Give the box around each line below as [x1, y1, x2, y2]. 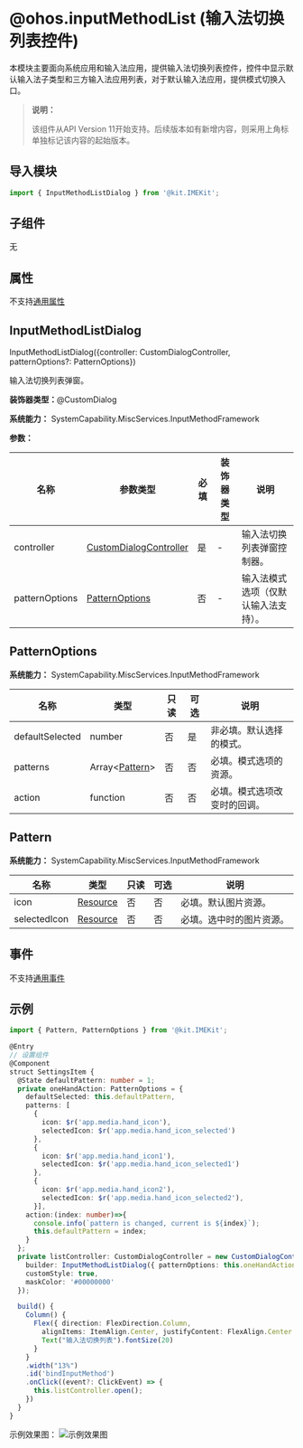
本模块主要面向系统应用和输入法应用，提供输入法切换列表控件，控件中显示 [9, 62, 286, 73]
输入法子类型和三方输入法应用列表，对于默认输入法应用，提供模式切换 [16, 73, 278, 84]
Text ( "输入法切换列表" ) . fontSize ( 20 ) [41, 1335, 174, 1345]
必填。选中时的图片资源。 [179, 913, 289, 926]
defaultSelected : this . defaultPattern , [25, 1093, 176, 1102]
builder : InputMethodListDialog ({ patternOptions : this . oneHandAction [25, 1260, 297, 1270]
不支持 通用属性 [9, 296, 65, 307]
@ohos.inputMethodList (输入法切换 [9, 8, 285, 29]
